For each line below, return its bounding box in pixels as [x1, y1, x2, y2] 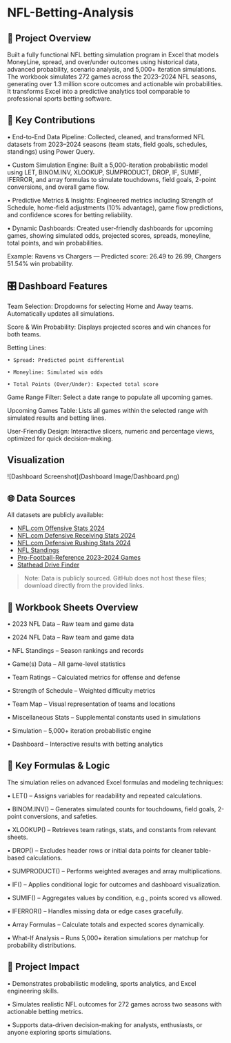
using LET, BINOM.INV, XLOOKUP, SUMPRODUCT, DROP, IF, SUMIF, [7, 168, 201, 176]
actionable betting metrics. [7, 1007, 83, 1015]
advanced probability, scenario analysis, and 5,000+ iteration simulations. [7, 65, 217, 73]
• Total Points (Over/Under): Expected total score [7, 381, 159, 387]
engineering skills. [7, 986, 59, 995]
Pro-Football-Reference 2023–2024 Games [17, 554, 141, 562]
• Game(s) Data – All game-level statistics [7, 660, 126, 668]
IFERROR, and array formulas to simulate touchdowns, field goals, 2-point [7, 175, 217, 183]
